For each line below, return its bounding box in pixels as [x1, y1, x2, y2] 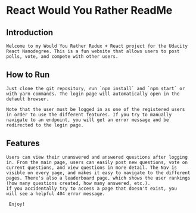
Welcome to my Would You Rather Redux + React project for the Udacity [6, 43, 188, 49]
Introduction [6, 27, 54, 38]
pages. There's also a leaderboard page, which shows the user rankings [6, 175, 191, 181]
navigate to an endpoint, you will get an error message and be [6, 117, 169, 123]
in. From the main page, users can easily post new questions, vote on [6, 159, 188, 165]
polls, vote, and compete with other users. [6, 54, 119, 60]
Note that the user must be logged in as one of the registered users [6, 106, 185, 112]
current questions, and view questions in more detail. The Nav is [6, 165, 178, 171]
